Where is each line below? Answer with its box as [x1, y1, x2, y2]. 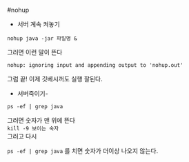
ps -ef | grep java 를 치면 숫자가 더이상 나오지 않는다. [7, 147, 159, 154]
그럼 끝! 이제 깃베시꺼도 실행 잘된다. [7, 75, 103, 83]
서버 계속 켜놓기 [17, 20, 60, 28]
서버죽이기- [17, 90, 48, 97]
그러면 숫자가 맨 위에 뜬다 [7, 117, 76, 124]
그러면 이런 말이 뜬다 [7, 48, 63, 56]
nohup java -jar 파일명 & [7, 35, 77, 42]
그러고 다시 [7, 132, 37, 140]
